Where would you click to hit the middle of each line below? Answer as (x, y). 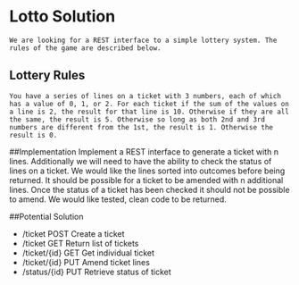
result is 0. (33, 135)
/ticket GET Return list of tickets (80, 243)
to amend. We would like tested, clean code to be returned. (118, 199)
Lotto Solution (62, 17)
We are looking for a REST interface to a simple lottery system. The (143, 40)
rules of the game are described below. (86, 48)
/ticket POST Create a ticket (73, 233)
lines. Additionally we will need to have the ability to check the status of (141, 161)
